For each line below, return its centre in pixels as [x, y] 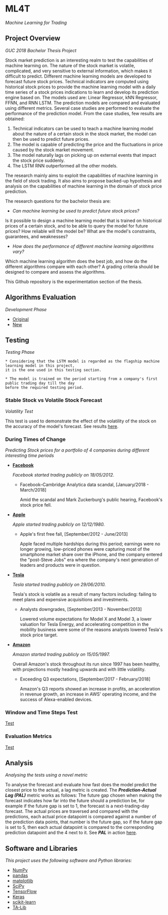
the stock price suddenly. [38, 160]
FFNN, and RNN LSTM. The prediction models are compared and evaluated [83, 103]
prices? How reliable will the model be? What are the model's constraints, [81, 231]
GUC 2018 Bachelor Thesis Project [41, 50]
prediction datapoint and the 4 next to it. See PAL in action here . [71, 833]
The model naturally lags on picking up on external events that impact [84, 155]
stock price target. [39, 635]
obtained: [15, 119]
